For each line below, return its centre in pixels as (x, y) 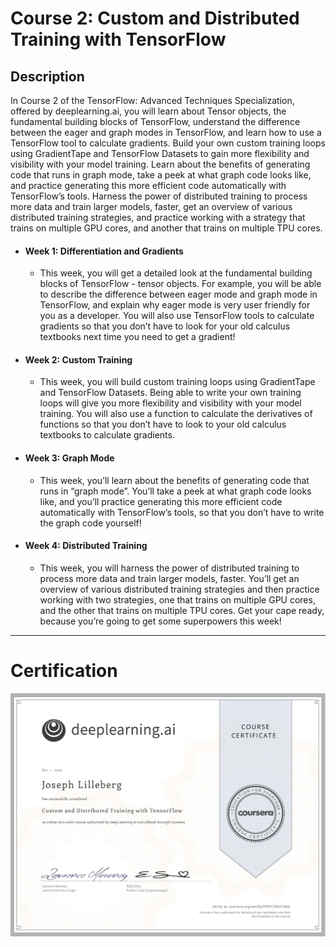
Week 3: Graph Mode (69, 458)
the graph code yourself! (90, 523)
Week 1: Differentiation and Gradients (104, 251)
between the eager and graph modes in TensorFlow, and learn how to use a (166, 132)
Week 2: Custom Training (78, 359)
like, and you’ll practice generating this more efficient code (161, 501)
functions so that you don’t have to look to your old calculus (163, 424)
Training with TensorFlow (118, 39)
